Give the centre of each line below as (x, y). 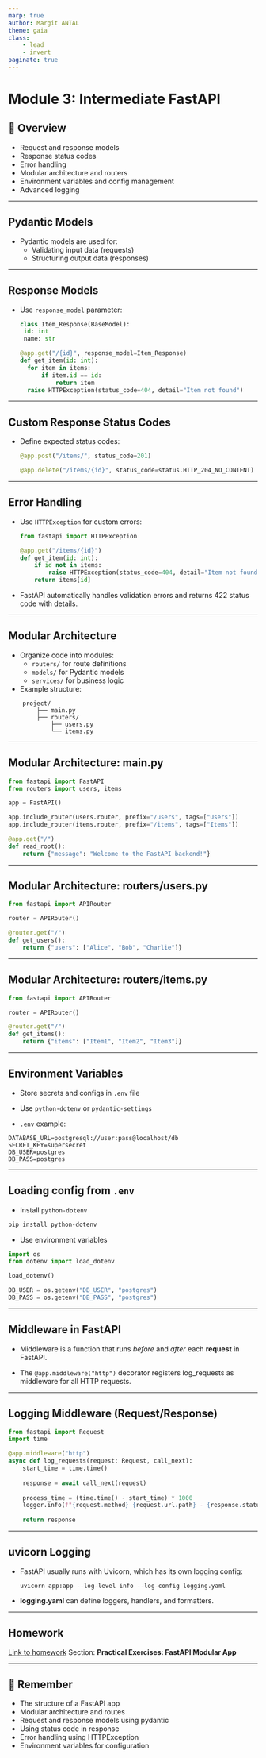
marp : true (26, 15)
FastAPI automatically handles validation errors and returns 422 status (134, 595)
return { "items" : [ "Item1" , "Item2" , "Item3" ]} (102, 1042)
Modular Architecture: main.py (86, 763)
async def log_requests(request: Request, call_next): (101, 1461)
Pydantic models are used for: (68, 241)
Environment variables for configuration (84, 1746)
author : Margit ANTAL (44, 23)
